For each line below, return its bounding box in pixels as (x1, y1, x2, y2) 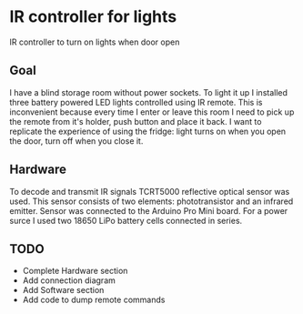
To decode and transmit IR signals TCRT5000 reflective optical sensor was (9, 186, 290, 197)
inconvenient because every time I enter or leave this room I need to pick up (9, 106, 295, 117)
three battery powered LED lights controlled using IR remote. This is (9, 96, 263, 107)
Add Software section (22, 285, 105, 296)
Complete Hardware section (22, 266, 128, 277)
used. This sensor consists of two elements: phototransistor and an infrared (9, 196, 294, 207)
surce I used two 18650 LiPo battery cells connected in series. (9, 215, 243, 226)
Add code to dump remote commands (22, 294, 166, 306)
